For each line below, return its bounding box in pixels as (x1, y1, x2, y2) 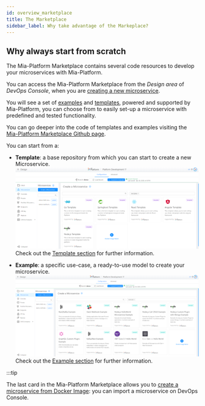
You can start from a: (6, 142, 59, 150)
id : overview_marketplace (6, 10, 72, 16)
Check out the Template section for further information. (15, 250, 154, 257)
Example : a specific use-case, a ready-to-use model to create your (15, 261, 185, 269)
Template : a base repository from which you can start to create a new (15, 154, 192, 161)
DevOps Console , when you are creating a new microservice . (6, 87, 160, 95)
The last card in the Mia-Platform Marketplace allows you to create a (6, 381, 179, 388)
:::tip (6, 369, 18, 377)
